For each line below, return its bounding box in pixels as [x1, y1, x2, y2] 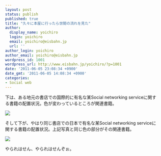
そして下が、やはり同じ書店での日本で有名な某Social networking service [5, 120, 152, 126]
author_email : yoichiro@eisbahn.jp [5, 52, 78, 58]
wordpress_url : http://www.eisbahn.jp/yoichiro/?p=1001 [5, 62, 122, 67]
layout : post [5, 7, 32, 12]
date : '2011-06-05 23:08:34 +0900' [5, 67, 78, 72]
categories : [5, 76, 29, 80]
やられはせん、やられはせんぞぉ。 [5, 146, 74, 152]
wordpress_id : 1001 [5, 57, 45, 62]
